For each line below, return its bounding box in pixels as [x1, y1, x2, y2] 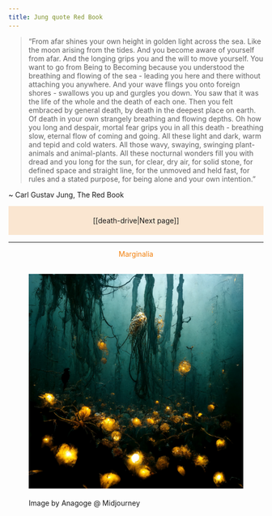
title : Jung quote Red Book [8, 13, 104, 21]
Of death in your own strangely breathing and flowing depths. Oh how [28, 113, 261, 123]
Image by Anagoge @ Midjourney [28, 498, 140, 508]
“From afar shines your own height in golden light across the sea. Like [28, 36, 261, 46]
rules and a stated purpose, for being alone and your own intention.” [28, 174, 257, 184]
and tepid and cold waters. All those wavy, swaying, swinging [28, 139, 234, 149]
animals [28, 148, 55, 158]
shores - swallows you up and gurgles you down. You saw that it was [28, 87, 259, 97]
